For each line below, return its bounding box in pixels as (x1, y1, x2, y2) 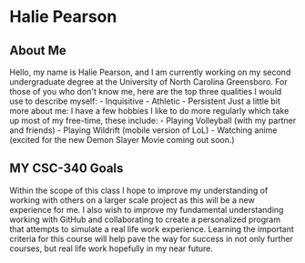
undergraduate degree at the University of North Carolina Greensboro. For (9, 76, 289, 87)
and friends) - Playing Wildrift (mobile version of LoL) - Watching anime (9, 125, 278, 136)
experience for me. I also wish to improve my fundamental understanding (9, 204, 284, 215)
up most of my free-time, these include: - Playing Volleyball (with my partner (9, 116, 297, 126)
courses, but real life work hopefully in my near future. (9, 243, 214, 254)
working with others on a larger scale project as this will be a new (9, 194, 255, 206)
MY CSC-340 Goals (9, 161, 124, 177)
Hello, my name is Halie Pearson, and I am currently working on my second (9, 66, 291, 77)
